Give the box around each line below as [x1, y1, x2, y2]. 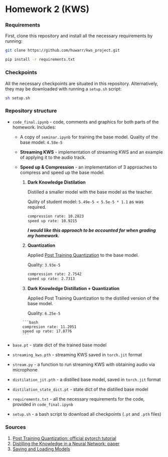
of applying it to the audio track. [20, 154, 86, 160]
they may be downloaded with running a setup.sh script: [5, 85, 122, 92]
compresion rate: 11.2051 [22, 324, 77, 330]
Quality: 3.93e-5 [27, 262, 61, 268]
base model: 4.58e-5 [20, 139, 63, 145]
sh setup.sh [5, 96, 30, 101]
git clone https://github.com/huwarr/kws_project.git [5, 48, 120, 53]
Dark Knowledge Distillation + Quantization [27, 286, 119, 292]
